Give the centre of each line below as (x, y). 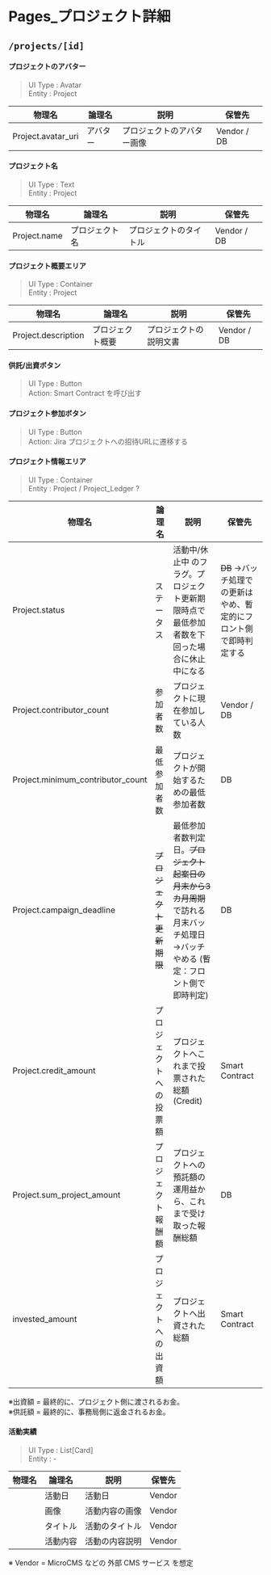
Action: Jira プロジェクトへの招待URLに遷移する (108, 441)
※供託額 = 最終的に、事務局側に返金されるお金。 (89, 1412)
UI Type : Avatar (55, 85)
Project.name (38, 235)
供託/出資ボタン (35, 365)
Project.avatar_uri (46, 136)
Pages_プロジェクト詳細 (90, 17)
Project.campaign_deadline (64, 910)
